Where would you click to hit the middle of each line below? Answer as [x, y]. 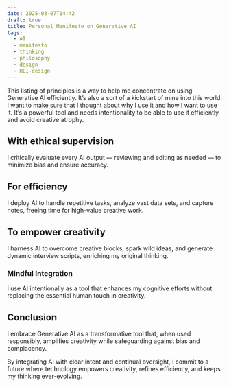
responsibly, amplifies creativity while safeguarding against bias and [104, 341]
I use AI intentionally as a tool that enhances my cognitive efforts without [110, 288]
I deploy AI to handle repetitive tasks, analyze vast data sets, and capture [110, 203]
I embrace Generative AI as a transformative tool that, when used [99, 334]
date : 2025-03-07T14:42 [41, 13]
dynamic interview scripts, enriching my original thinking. [88, 255]
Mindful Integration [40, 273]
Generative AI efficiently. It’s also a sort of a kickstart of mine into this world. [115, 97]
